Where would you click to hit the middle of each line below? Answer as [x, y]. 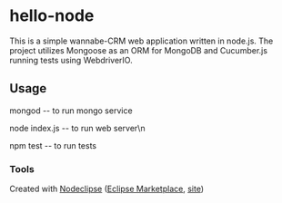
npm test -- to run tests [53, 145]
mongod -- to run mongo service [71, 111]
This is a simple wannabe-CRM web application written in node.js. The [141, 41]
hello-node [52, 16]
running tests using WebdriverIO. [71, 60]
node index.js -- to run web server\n [77, 128]
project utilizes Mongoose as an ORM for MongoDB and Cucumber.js [139, 50]
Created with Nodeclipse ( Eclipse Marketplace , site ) [107, 189]
